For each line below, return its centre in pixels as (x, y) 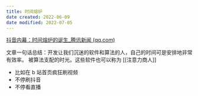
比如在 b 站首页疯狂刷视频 (46, 72)
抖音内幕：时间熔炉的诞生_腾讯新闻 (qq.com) (61, 40)
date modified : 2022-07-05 (39, 22)
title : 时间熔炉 (24, 11)
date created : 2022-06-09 (38, 17)
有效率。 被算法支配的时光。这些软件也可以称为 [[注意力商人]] (81, 60)
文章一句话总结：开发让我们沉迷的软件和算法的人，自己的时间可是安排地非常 (99, 52)
